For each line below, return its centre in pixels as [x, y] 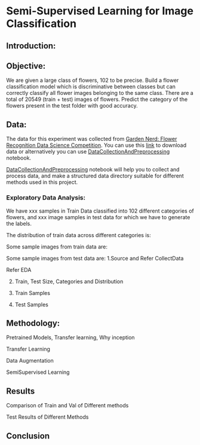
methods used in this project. [42, 182]
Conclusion [28, 436]
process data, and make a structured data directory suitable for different [95, 176]
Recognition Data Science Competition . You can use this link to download [96, 145]
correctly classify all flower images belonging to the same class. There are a [100, 93]
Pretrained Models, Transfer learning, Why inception [71, 337]
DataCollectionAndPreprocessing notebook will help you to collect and [93, 170]
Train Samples [33, 293]
